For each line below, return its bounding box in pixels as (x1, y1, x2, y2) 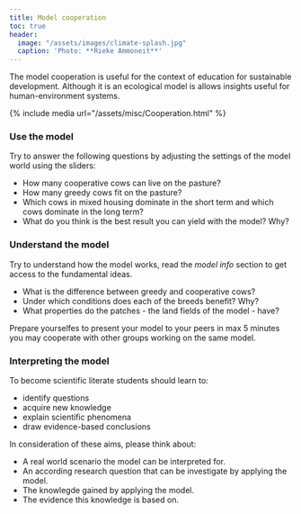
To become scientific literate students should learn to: (9, 375, 208, 386)
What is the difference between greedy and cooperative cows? (22, 285, 256, 297)
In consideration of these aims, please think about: (9, 438, 197, 450)
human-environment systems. (9, 91, 120, 102)
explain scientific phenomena (22, 411, 132, 423)
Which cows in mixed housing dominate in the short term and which (22, 197, 274, 208)
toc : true (9, 22, 47, 31)
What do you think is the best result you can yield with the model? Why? (22, 216, 289, 227)
